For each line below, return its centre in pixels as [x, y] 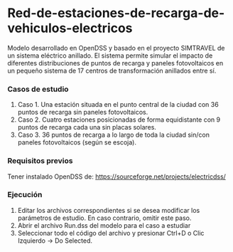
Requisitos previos [40, 161]
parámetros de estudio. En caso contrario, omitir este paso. [104, 218]
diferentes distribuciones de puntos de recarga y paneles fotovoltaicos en [115, 63]
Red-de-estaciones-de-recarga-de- [116, 13]
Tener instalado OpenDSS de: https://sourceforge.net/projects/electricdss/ [116, 177]
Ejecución [25, 195]
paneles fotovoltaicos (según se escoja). [77, 142]
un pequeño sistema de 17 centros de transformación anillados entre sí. [112, 70]
